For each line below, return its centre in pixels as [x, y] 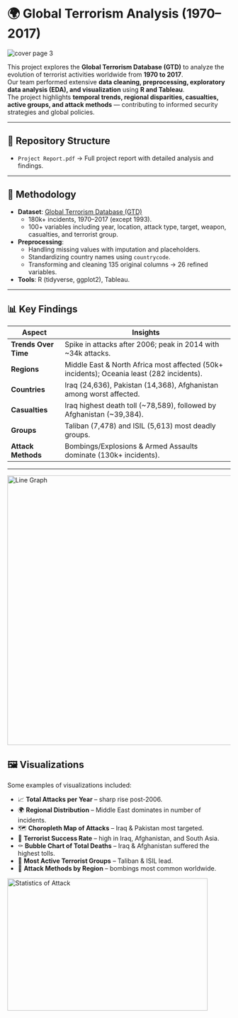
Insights [146, 332]
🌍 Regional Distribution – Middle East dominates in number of [109, 810]
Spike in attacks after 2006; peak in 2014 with [142, 344]
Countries [28, 390]
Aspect [34, 332]
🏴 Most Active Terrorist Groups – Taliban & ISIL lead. [95, 861]
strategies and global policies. [51, 112]
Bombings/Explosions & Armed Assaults [131, 446]
